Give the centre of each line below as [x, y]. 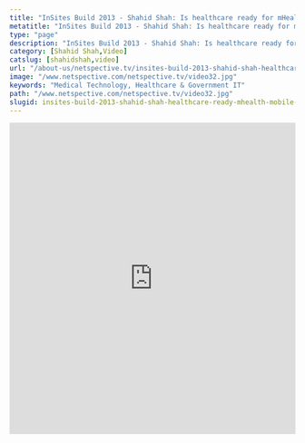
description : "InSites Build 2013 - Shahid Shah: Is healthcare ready [146, 43]
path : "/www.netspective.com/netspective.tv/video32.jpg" [121, 93]
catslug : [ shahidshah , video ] [64, 60]
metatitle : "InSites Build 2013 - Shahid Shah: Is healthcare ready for [150, 26]
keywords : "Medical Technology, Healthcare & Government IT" [128, 85]
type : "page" [34, 34]
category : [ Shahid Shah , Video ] [69, 52]
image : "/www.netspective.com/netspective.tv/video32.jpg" [123, 77]
